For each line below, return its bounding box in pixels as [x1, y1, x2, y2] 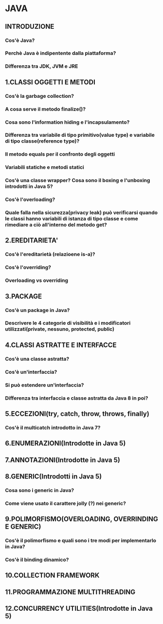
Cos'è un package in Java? [5, 307, 70, 313]
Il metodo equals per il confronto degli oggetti [5, 151, 115, 158]
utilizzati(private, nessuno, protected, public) [5, 326, 114, 332]
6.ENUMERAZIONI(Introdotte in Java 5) [5, 439, 126, 448]
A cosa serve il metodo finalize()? [5, 106, 86, 112]
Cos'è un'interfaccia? [5, 368, 57, 375]
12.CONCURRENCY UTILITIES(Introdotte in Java [5, 605, 153, 613]
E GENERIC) [5, 523, 41, 531]
